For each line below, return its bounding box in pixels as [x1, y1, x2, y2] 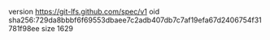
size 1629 [41, 24, 73, 33]
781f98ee [8, 24, 40, 33]
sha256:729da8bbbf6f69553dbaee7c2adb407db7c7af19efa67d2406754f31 [8, 15, 262, 25]
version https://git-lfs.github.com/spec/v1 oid [8, 7, 160, 16]
